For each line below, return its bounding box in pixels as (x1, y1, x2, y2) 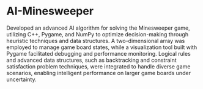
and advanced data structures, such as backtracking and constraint (6, 56, 177, 64)
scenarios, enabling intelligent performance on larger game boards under (6, 69, 191, 76)
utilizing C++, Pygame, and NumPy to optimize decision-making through (6, 30, 188, 38)
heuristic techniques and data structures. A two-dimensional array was (6, 37, 185, 44)
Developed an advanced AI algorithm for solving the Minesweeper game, (6, 24, 191, 31)
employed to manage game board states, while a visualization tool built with (6, 44, 197, 51)
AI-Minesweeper (6, 4, 94, 18)
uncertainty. (6, 76, 37, 83)
